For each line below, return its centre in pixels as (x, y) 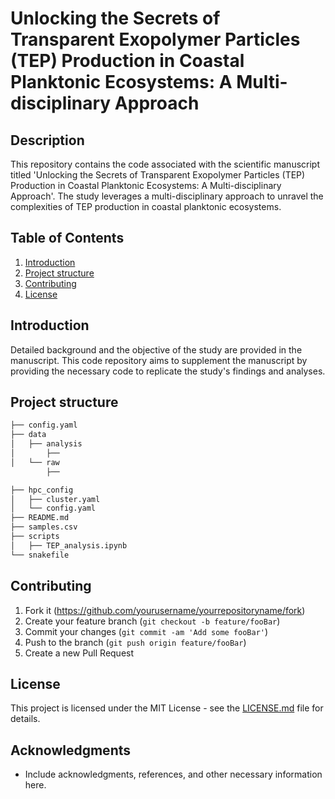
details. (25, 719)
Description (47, 140)
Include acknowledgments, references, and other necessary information (173, 774)
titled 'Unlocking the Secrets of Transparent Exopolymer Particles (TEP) (158, 175)
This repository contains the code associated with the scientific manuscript (165, 164)
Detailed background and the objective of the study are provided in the (156, 349)
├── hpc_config (42, 490)
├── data (28, 435)
